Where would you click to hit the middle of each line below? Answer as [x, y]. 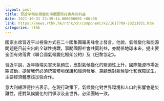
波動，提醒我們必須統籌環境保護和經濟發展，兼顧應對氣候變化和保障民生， [84, 71]
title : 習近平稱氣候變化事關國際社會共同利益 [46, 14]
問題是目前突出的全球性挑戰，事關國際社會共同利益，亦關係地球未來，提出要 [82, 48]
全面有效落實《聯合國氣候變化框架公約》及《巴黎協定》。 [62, 55]
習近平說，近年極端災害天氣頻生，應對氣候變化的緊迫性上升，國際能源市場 [80, 65]
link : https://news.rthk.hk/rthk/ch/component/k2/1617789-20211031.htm [79, 23]
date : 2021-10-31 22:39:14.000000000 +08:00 [51, 19]
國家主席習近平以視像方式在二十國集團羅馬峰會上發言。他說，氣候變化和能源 [82, 42]
